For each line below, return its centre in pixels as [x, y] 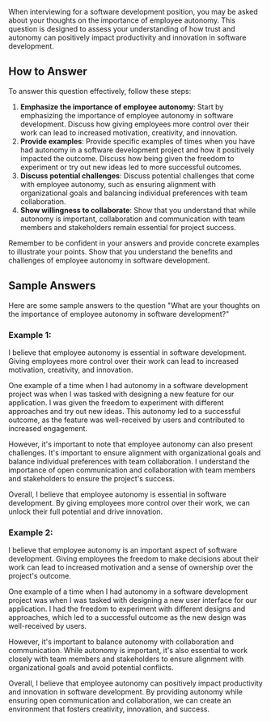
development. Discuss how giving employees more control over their [134, 124]
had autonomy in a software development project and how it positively [137, 150]
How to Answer [48, 72]
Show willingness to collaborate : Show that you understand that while [138, 210]
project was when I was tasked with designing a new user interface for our [133, 600]
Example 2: [31, 532]
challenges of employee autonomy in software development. [109, 260]
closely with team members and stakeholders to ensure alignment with [126, 659]
